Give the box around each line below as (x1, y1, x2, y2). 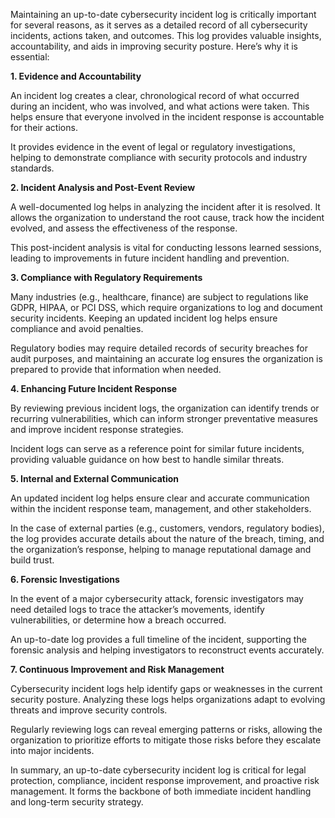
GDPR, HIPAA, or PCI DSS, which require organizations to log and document (10, 302, 323, 313)
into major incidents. (10, 745, 95, 756)
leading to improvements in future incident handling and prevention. (10, 252, 290, 264)
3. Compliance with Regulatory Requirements (10, 272, 203, 283)
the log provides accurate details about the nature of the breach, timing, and (10, 533, 325, 544)
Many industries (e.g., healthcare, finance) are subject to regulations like (10, 291, 309, 303)
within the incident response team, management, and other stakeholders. (10, 503, 312, 514)
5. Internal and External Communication (10, 473, 180, 484)
